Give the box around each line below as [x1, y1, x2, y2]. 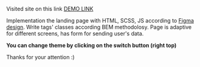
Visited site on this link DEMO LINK [6, 5, 94, 12]
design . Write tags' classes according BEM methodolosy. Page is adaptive [6, 24, 192, 30]
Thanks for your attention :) [6, 54, 75, 60]
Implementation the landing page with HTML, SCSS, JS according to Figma [6, 17, 195, 24]
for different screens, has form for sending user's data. [6, 30, 144, 37]
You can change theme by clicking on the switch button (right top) [6, 42, 177, 49]
